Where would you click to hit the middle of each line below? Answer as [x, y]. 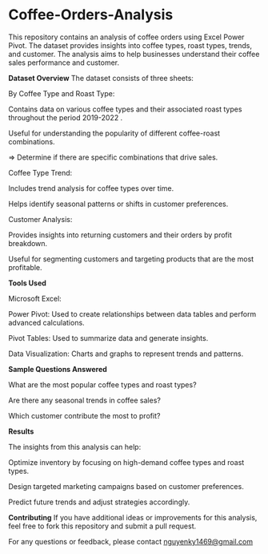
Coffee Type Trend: [40, 172]
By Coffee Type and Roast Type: [62, 93]
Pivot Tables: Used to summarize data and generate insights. [108, 338]
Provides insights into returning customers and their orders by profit [120, 235]
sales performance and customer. [64, 63]
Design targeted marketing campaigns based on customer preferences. [126, 486]
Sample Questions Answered [58, 369]
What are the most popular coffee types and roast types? [103, 384]
